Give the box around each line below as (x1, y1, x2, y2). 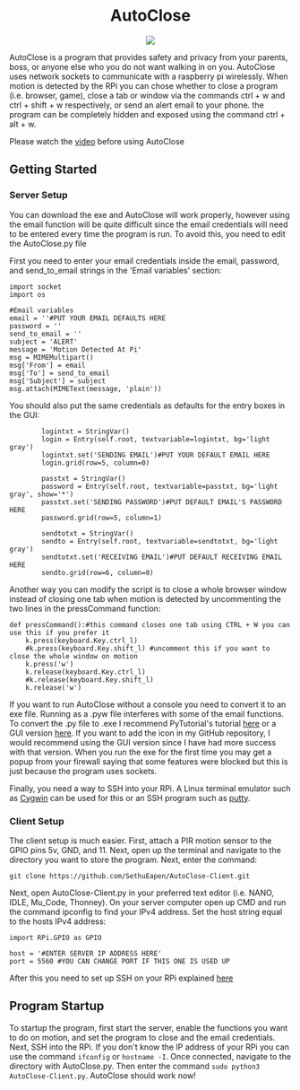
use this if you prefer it (9, 628, 110, 637)
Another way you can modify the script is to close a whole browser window (9, 584, 287, 595)
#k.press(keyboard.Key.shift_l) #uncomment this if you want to (25, 643, 270, 653)
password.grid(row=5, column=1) (41, 513, 163, 522)
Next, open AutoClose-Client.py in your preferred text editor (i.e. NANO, (9, 887, 275, 898)
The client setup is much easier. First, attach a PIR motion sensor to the (9, 835, 272, 846)
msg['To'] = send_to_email (9, 369, 110, 378)
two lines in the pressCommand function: (9, 603, 161, 614)
